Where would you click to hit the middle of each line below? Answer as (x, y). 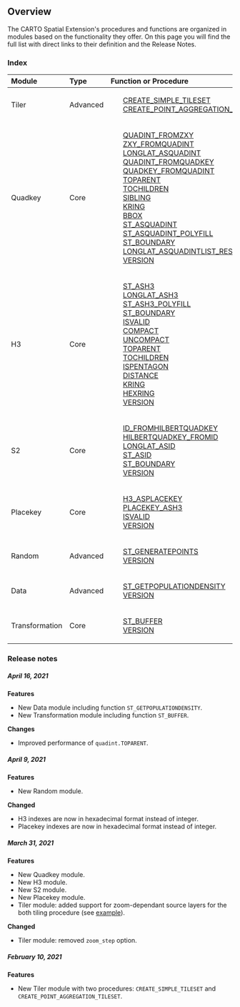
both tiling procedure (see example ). (71, 912)
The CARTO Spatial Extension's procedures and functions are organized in (117, 29)
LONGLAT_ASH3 (150, 295)
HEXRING (139, 394)
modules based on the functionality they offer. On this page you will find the (119, 36)
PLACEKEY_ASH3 (152, 508)
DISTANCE (140, 376)
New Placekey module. (51, 897)
